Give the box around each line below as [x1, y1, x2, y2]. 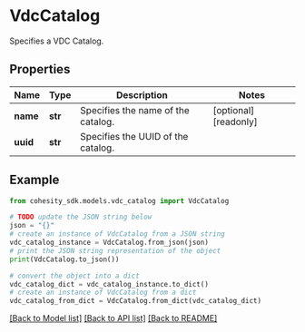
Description [116, 88, 168, 101]
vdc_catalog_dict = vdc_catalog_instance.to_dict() [9, 279, 209, 288]
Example [9, 172, 60, 188]
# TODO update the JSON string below [9, 212, 152, 222]
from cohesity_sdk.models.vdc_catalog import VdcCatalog [9, 196, 230, 205]
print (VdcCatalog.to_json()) [9, 255, 120, 264]
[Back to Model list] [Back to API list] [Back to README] [9, 313, 218, 324]
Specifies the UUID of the [80, 130, 189, 142]
